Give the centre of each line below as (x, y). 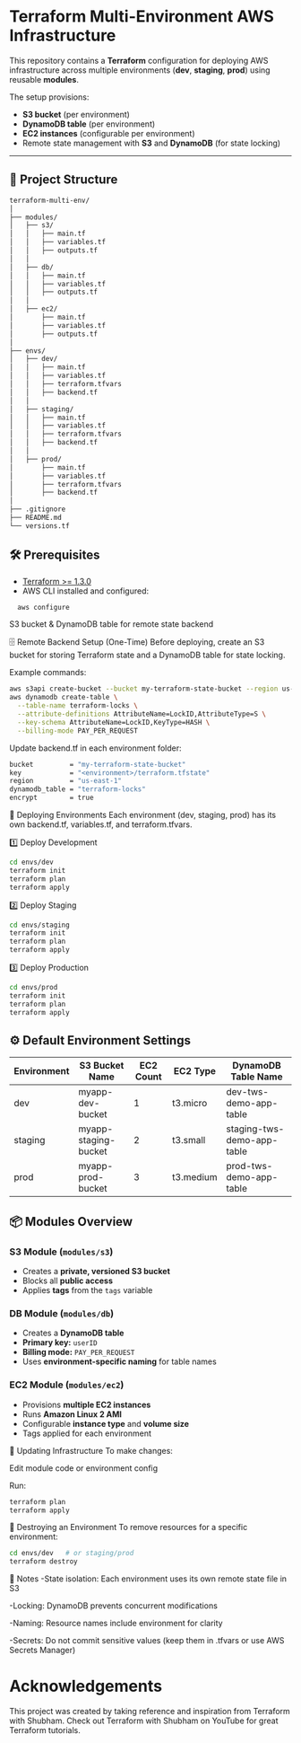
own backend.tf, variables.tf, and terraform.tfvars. (101, 824)
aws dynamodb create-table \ (64, 698)
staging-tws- (255, 1129)
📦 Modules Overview (71, 1222)
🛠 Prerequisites (55, 555)
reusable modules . (44, 79)
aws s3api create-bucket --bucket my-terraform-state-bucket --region (144, 689)
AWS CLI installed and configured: (86, 591)
